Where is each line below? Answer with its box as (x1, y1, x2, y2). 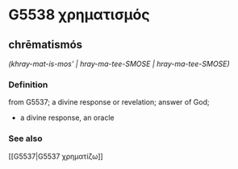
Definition (8, 79, 48, 90)
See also (8, 133, 43, 144)
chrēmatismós (8, 38, 83, 52)
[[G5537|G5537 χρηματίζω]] (8, 151, 103, 161)
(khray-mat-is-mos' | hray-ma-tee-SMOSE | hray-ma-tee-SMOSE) (8, 59, 230, 68)
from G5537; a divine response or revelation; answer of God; (8, 97, 210, 107)
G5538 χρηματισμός (8, 6, 151, 24)
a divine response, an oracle (19, 113, 115, 122)
